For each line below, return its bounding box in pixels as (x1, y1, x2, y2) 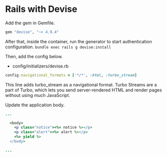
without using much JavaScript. (5, 92, 70, 98)
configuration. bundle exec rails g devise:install (5, 44, 111, 50)
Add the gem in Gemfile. (5, 20, 55, 26)
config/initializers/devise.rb (12, 63, 69, 69)
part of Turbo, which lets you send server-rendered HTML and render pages (5, 87, 162, 93)
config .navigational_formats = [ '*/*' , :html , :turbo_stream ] (5, 73, 137, 78)
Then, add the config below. (5, 53, 63, 59)
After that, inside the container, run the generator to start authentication (5, 38, 152, 44)
